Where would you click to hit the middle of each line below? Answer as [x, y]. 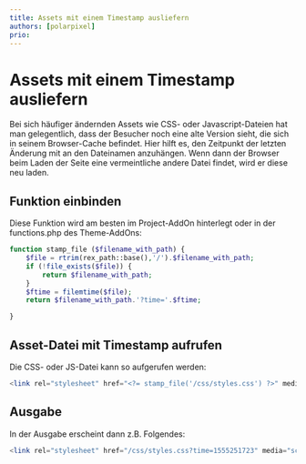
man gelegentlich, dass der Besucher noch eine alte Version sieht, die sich [149, 134]
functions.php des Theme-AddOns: [76, 233]
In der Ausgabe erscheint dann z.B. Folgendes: [97, 434]
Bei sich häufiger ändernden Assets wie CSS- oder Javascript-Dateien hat [149, 125]
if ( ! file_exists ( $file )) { [79, 266]
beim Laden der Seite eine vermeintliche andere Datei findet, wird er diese [149, 163]
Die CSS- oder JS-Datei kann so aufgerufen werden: [108, 367]
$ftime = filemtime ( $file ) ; [79, 292]
